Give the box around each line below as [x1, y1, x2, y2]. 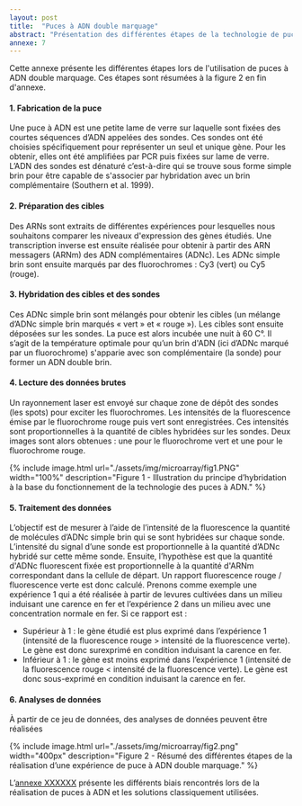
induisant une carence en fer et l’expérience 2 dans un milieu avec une [9, 599, 271, 610]
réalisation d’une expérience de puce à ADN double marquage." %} [9, 760, 259, 771]
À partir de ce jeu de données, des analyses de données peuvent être [9, 714, 268, 725]
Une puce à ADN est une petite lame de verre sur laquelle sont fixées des [9, 122, 281, 133]
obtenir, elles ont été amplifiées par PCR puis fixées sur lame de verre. [9, 151, 270, 162]
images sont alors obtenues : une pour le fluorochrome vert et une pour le [9, 435, 283, 446]
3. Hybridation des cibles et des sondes [9, 289, 160, 300]
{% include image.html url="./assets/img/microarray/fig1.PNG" [9, 462, 240, 473]
